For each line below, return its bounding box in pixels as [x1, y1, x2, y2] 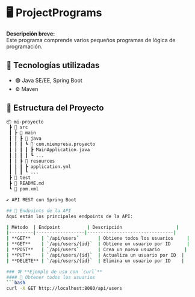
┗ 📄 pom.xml [8, 186, 39, 192]
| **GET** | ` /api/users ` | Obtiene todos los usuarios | [6, 236, 190, 242]
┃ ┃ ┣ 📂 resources [8, 158, 55, 164]
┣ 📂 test [8, 175, 31, 181]
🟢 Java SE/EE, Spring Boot [14, 77, 82, 84]
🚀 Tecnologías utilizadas [6, 60, 100, 70]
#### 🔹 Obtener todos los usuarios [6, 274, 96, 280]
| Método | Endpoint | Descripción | [6, 224, 179, 230]
